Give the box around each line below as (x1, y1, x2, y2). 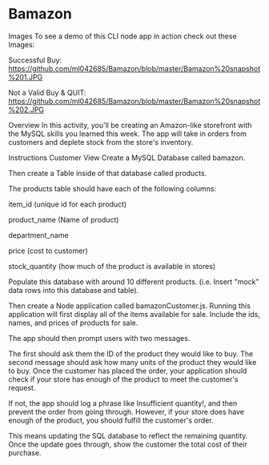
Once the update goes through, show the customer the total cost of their (8, 439, 248, 449)
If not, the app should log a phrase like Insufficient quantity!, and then (8, 398, 238, 408)
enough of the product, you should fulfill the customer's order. (8, 415, 214, 425)
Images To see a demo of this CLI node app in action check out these (8, 31, 238, 41)
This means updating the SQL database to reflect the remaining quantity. (8, 431, 248, 440)
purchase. (8, 447, 42, 457)
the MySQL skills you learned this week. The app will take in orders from (8, 129, 247, 138)
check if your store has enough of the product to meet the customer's (8, 374, 239, 384)
